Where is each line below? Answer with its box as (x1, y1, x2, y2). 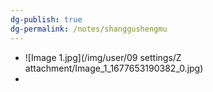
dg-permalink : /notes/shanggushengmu (10, 24, 168, 34)
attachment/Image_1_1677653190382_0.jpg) (24, 62, 204, 74)
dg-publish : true (10, 14, 83, 25)
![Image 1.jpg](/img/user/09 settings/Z (24, 51, 182, 63)
